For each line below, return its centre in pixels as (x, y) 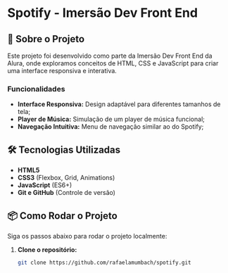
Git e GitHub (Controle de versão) (66, 193)
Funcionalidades (36, 89)
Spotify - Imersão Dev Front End (103, 13)
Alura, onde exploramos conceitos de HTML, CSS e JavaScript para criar (113, 63)
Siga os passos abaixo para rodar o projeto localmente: (87, 236)
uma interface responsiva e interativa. (62, 71)
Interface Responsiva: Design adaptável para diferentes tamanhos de (119, 104)
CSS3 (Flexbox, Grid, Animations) (66, 178)
